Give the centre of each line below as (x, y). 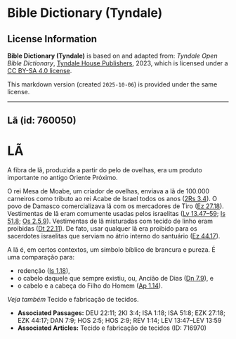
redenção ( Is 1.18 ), (44, 271)
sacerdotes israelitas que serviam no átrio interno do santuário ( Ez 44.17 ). (114, 236)
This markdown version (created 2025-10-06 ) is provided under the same (112, 84)
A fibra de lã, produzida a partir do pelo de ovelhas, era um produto (105, 170)
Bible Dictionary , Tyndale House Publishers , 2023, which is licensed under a (118, 63)
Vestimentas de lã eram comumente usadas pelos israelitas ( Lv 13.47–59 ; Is (117, 214)
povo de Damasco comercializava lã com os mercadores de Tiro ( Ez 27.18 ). (116, 206)
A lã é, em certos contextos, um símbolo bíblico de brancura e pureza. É (111, 250)
